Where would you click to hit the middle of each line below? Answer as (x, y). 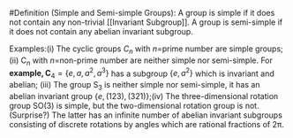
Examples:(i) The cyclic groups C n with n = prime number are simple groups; (146, 50)
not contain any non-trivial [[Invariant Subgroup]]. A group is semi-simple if (146, 22)
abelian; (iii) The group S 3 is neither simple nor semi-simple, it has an (135, 86)
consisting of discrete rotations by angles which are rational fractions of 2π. (146, 124)
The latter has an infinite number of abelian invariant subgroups (167, 115)
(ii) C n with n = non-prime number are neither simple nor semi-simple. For (141, 61)
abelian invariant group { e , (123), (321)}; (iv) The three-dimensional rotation (144, 96)
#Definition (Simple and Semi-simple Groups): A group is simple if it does (142, 13)
